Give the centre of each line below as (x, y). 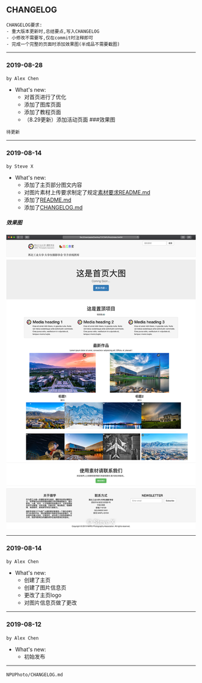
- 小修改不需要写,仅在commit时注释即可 (50, 38)
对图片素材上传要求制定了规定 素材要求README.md (87, 192)
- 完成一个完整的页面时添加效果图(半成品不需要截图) (63, 44)
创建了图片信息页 (45, 588)
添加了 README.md (47, 200)
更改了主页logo (43, 595)
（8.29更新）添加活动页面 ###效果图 (69, 119)
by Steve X (20, 167)
